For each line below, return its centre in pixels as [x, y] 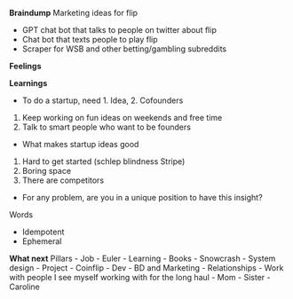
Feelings [25, 66]
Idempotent [43, 232]
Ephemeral [42, 241]
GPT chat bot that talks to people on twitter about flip [119, 30]
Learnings [28, 83]
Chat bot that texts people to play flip [90, 39]
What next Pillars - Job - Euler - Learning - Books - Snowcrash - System [143, 258]
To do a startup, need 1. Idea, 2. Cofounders [103, 100]
